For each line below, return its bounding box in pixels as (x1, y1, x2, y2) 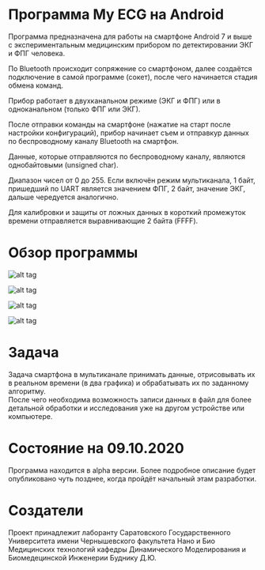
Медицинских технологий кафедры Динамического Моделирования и (8, 544, 247, 554)
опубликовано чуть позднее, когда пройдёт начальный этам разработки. (8, 474, 257, 483)
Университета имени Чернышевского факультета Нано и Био (8, 536, 216, 545)
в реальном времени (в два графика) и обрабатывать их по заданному (8, 378, 249, 387)
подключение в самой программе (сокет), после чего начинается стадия (8, 72, 258, 81)
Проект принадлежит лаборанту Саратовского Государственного (8, 527, 231, 537)
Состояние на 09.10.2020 (8, 440, 184, 457)
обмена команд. (8, 81, 64, 90)
